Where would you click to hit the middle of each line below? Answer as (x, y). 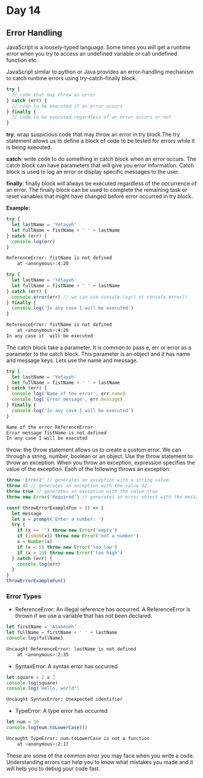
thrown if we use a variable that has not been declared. (84, 616)
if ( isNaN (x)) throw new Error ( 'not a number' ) (78, 536)
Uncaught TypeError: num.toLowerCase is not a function (78, 738)
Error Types (24, 596)
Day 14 (24, 11)
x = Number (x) (35, 541)
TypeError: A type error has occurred (61, 711)
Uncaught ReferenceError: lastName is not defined (71, 649)
